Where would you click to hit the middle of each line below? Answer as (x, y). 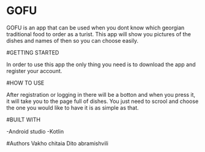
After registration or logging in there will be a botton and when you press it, (101, 94)
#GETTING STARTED (33, 52)
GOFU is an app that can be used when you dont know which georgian (95, 28)
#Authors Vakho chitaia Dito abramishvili (58, 143)
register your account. (34, 70)
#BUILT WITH (24, 120)
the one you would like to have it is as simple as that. (73, 107)
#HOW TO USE (25, 83)
